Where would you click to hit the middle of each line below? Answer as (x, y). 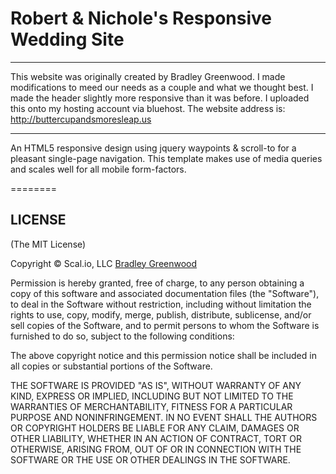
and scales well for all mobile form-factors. (98, 169)
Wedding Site (67, 39)
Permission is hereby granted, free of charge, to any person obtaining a (157, 283)
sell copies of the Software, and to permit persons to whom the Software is (165, 325)
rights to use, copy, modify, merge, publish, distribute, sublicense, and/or (161, 314)
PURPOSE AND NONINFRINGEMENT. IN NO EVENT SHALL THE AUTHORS (164, 417)
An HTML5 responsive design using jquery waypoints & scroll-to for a (153, 148)
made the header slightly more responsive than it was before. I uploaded (160, 98)
